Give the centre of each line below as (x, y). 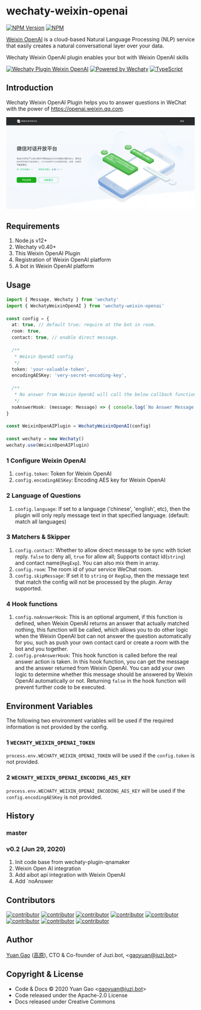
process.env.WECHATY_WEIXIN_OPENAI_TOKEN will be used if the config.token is (100, 755)
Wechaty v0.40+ (36, 247)
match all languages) (41, 521)
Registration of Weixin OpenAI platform (63, 260)
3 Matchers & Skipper (38, 537)
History (20, 816)
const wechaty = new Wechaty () (45, 439)
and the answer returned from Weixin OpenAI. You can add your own (100, 668)
